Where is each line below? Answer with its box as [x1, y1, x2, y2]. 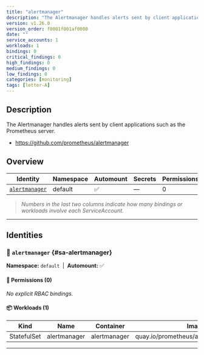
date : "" [6, 32, 29, 38]
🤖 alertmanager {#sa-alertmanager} [6, 248, 112, 257]
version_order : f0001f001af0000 [6, 25, 88, 32]
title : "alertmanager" [6, 8, 64, 15]
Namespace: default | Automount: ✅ [6, 262, 104, 269]
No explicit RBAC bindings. [6, 289, 73, 297]
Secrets [133, 174, 157, 183]
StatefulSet [9, 332, 41, 340]
